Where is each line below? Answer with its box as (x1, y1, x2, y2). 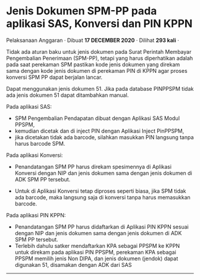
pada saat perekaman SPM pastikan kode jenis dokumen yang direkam (6, 61, 180, 68)
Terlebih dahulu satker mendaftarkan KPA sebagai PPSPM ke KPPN (14, 242, 180, 249)
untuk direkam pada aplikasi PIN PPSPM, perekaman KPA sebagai (14, 248, 177, 256)
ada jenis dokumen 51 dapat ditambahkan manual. (6, 91, 129, 99)
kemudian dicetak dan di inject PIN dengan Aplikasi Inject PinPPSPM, (14, 127, 185, 134)
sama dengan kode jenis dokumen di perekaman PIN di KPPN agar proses (6, 67, 187, 74)
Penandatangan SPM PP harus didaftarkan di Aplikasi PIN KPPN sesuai (14, 223, 189, 230)
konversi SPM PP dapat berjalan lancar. (6, 73, 103, 81)
